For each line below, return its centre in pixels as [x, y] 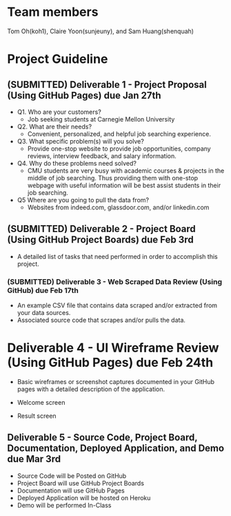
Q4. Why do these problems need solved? [77, 163]
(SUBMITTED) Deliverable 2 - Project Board [102, 229]
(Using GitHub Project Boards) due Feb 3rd [101, 240]
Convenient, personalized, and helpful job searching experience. [119, 134]
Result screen [37, 416]
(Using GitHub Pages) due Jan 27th [84, 95]
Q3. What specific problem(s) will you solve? [81, 141]
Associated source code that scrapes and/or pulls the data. [101, 320]
